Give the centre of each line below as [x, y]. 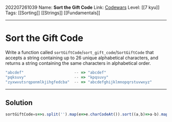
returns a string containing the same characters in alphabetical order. [78, 63]
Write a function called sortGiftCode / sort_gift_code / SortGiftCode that [80, 52]
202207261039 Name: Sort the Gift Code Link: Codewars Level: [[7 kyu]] [82, 7]
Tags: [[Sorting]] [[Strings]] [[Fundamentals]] [53, 13]
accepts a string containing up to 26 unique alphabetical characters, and [82, 58]
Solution [19, 102]
